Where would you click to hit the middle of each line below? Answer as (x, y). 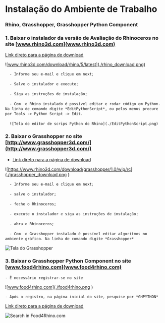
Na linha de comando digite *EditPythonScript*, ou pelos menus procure (82, 109)
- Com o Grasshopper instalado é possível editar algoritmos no (79, 234)
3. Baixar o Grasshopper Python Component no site (68, 260)
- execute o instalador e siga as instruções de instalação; (74, 214)
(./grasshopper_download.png (36, 174)
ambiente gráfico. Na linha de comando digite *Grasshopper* (70, 239)
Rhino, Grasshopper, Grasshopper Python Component (72, 25)
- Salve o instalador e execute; (44, 84)
